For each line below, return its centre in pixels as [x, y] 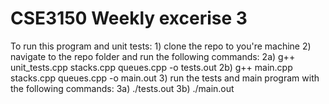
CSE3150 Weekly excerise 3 [129, 18]
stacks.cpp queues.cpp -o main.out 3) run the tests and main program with [165, 78]
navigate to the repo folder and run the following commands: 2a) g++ [153, 56]
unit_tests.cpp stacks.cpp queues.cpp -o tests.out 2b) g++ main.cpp [151, 67]
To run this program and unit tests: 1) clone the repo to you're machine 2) [161, 46]
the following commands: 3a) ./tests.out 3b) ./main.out [122, 88]
